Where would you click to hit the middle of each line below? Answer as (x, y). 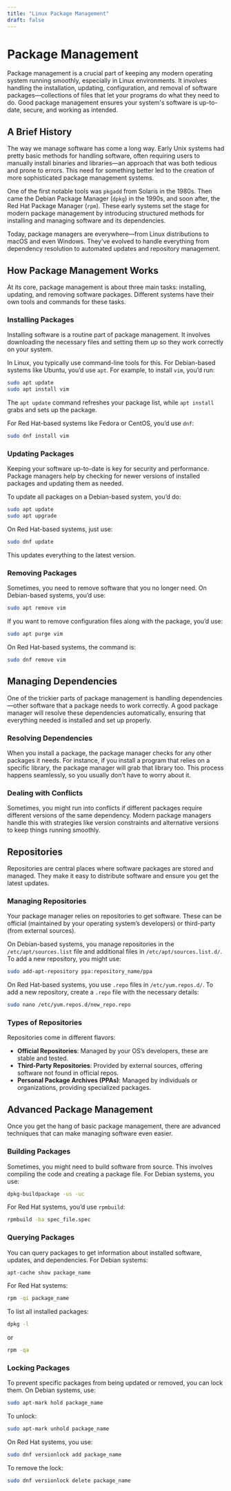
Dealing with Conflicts (45, 793)
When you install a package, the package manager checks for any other (109, 753)
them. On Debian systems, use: (52, 1390)
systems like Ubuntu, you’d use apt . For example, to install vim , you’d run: (111, 370)
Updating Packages (41, 454)
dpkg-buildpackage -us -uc (46, 1194)
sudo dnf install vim (38, 436)
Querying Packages (41, 1237)
